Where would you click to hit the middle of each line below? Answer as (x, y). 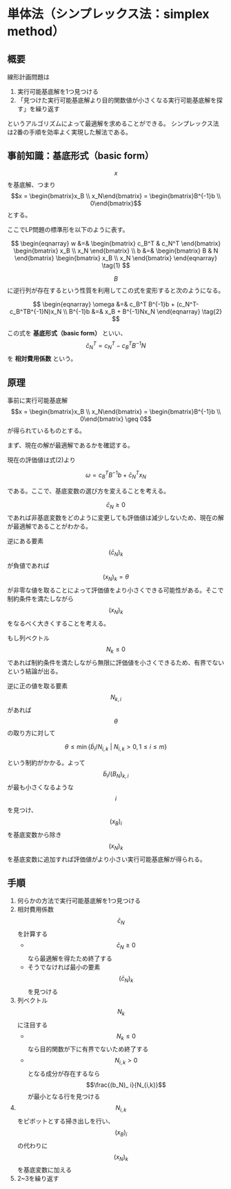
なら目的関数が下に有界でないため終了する (88, 1049)
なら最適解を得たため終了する (70, 958)
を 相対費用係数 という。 (42, 359)
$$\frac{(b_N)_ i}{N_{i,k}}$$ (126, 1085)
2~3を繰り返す (38, 1179)
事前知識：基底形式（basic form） (81, 156)
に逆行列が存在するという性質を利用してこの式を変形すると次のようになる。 (116, 290)
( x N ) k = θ (116, 578)
